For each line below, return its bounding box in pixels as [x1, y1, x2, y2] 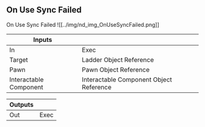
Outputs [9, 100, 34, 109]
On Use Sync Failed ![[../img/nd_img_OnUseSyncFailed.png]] [6, 21, 160, 28]
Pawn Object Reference [82, 65, 150, 74]
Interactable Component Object [82, 75, 173, 84]
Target [9, 55, 29, 64]
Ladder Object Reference [82, 55, 154, 64]
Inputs [33, 35, 52, 44]
